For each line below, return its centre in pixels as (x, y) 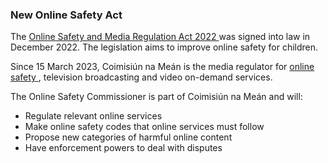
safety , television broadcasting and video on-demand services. (141, 77)
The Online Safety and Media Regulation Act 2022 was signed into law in (160, 37)
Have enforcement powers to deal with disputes (123, 148)
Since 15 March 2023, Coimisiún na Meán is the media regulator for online (162, 67)
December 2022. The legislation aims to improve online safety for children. (164, 47)
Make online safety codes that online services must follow (144, 127)
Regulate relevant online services (93, 116)
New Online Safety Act (66, 15)
